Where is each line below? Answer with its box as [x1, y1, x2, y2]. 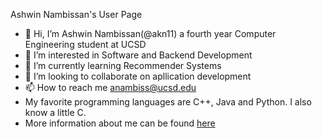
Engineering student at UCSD [24, 39, 147, 50]
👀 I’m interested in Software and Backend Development [24, 49, 253, 61]
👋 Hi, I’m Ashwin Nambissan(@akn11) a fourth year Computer [24, 28, 277, 39]
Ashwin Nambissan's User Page [10, 9, 143, 20]
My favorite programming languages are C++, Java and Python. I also [24, 96, 312, 108]
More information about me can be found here [24, 117, 216, 129]
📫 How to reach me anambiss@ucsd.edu [24, 82, 197, 93]
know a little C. [24, 107, 87, 118]
